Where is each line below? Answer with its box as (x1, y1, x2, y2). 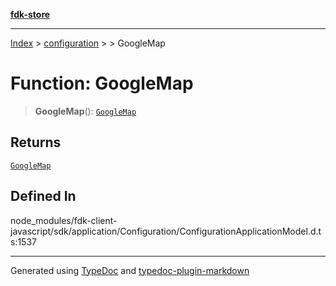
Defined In (10, 188, 77, 205)
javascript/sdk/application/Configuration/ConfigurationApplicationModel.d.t (10, 225, 322, 237)
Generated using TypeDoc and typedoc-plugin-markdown (10, 264, 250, 276)
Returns (10, 134, 62, 151)
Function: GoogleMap (10, 72, 194, 95)
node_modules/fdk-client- (10, 214, 118, 226)
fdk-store (10, 9, 51, 20)
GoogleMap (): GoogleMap (34, 105, 137, 117)
